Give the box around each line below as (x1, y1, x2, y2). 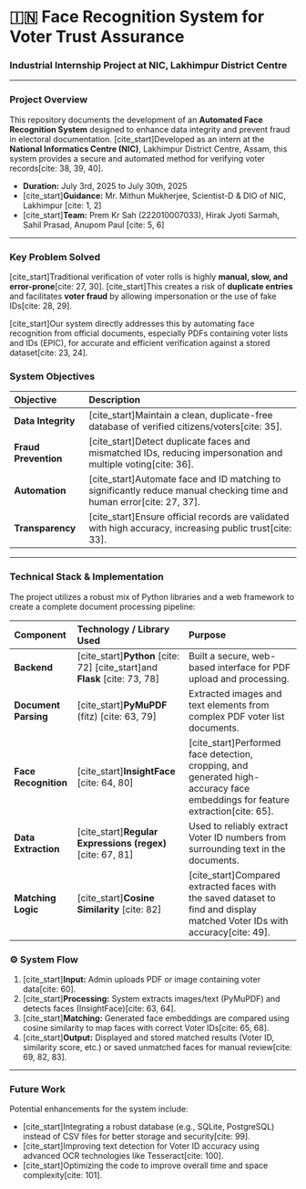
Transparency (14, 522, 76, 535)
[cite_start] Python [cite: (76, 649, 180, 662)
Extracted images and (188, 687, 282, 700)
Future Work (9, 1082, 66, 1095)
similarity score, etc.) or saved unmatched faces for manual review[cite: (22, 1041, 292, 1052)
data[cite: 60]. (22, 984, 76, 994)
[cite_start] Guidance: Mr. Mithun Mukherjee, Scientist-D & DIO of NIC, (22, 190, 287, 201)
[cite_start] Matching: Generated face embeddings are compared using (22, 1012, 290, 1024)
